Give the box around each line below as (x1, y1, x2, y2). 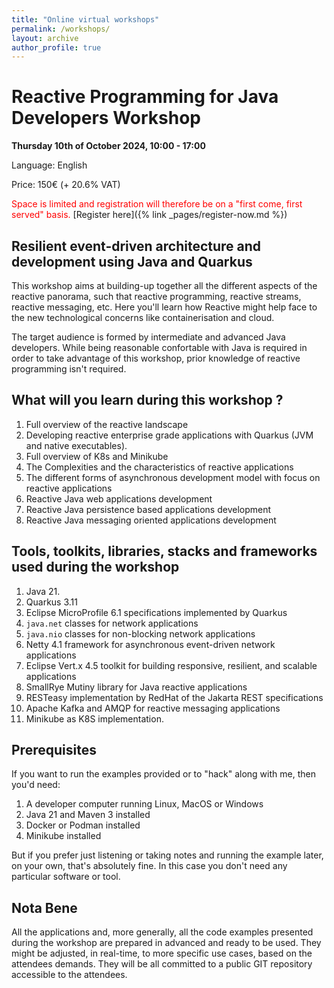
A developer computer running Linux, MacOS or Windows (25, 798, 264, 810)
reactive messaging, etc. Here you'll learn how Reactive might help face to (11, 301, 318, 313)
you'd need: (11, 779, 61, 791)
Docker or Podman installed (25, 819, 141, 831)
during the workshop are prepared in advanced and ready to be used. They (11, 937, 322, 949)
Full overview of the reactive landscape (25, 418, 189, 430)
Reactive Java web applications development (25, 492, 213, 505)
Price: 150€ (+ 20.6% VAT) (11, 179, 121, 191)
